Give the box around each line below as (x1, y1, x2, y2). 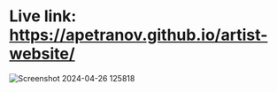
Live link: (9, 6, 77, 27)
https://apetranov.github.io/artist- (9, 25, 268, 45)
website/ (9, 44, 75, 64)
